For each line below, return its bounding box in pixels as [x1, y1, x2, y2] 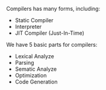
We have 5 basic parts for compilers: [6, 41, 98, 48]
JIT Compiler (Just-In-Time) [14, 29, 84, 37]
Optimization [14, 72, 47, 79]
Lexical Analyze [14, 53, 54, 59]
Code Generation [14, 78, 58, 85]
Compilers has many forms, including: [6, 5, 101, 12]
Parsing [14, 59, 34, 66]
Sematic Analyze [14, 65, 57, 73]
